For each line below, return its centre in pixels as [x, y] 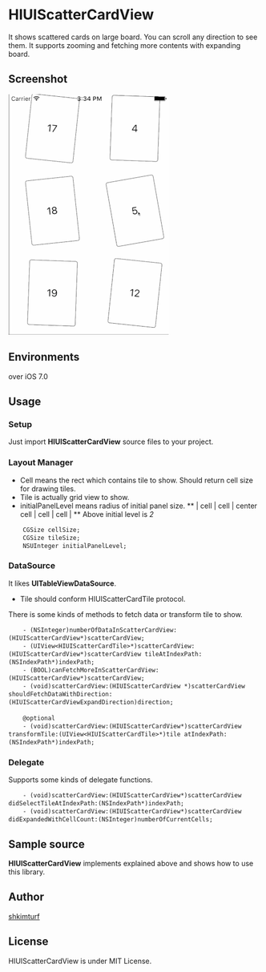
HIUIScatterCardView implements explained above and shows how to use [131, 863]
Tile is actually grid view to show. [75, 497]
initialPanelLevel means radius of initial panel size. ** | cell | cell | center [139, 506]
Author [26, 897]
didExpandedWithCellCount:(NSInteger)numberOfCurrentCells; [111, 820]
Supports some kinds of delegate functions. [81, 780]
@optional [39, 718]
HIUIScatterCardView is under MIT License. [80, 961]
